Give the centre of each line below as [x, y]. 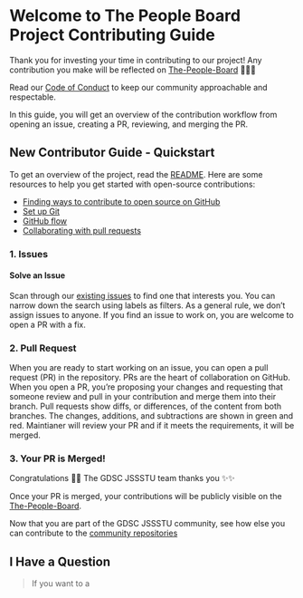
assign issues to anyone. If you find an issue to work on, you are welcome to [151, 314]
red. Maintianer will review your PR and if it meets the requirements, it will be [152, 426]
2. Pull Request [43, 348]
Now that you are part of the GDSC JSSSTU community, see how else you [147, 524]
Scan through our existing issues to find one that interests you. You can [142, 295]
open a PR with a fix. [47, 324]
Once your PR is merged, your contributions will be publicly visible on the [146, 497]
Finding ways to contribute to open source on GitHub [121, 201]
